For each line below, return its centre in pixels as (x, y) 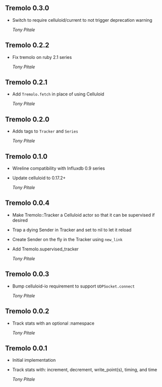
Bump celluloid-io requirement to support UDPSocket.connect (73, 286)
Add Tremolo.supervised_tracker (45, 249)
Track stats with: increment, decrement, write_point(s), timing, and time (85, 370)
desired (20, 220)
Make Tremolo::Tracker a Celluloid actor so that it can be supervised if (83, 215)
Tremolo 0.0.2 (27, 311)
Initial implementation (34, 360)
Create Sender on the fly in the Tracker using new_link (67, 239)
